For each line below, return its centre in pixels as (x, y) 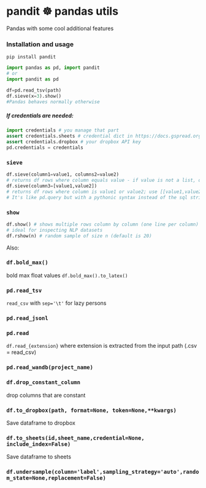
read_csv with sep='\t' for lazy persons (56, 303)
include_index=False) (39, 444)
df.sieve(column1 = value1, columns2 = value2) (63, 175)
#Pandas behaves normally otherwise (53, 102)
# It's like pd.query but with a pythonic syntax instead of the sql (97, 197)
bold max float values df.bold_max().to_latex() (67, 275)
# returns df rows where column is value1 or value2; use (82, 192)
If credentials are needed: (40, 116)
